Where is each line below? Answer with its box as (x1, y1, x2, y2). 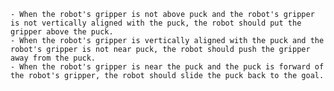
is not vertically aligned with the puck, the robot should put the (10, 18, 302, 28)
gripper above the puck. (10, 27, 114, 37)
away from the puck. (10, 53, 97, 63)
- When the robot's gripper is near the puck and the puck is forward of (10, 62, 325, 72)
